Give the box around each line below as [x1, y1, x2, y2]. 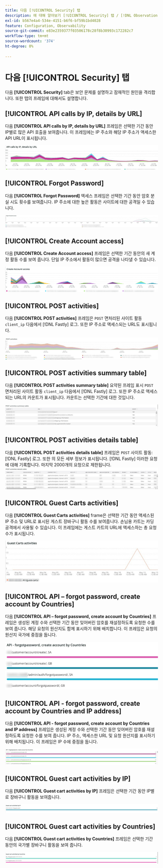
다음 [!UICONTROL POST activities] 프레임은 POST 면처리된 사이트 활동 [5, 315, 142, 321]
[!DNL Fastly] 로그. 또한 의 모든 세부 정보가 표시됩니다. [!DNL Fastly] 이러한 [5, 456, 149, 462]
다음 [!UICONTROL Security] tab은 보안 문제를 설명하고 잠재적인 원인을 [5, 89, 143, 95]
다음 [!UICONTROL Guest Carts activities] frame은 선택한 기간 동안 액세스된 [5, 512, 154, 518]
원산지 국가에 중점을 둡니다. [5, 632, 57, 637]
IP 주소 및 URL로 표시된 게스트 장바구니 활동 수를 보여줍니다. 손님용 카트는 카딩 [5, 518, 154, 524]
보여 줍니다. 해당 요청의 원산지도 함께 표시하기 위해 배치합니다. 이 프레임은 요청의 [5, 625, 158, 631]
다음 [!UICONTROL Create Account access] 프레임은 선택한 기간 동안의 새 [5, 251, 150, 256]
